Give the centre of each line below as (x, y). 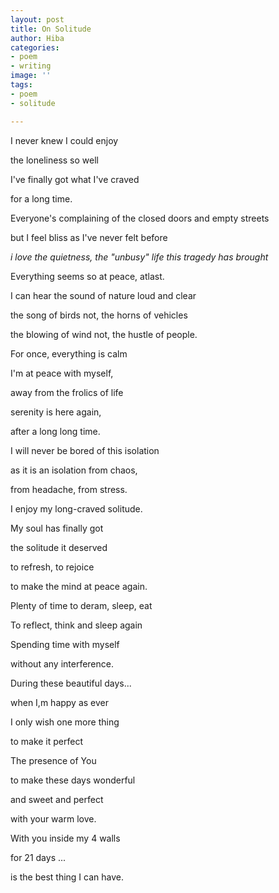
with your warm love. (53, 818)
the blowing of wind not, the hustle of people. (104, 334)
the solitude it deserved (59, 547)
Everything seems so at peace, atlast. (87, 276)
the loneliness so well (54, 160)
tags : (21, 85)
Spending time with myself (65, 644)
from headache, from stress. (69, 489)
